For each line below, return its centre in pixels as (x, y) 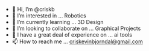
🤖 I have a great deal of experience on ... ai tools (72, 35)
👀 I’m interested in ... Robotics (49, 16)
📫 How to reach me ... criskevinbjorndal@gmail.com (77, 41)
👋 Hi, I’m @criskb (33, 9)
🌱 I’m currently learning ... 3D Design (58, 22)
